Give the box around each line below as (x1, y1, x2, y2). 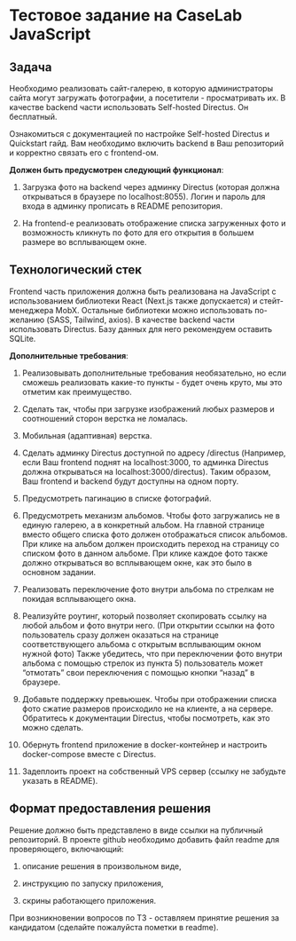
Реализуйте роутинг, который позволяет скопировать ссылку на (21, 610, 268, 621)
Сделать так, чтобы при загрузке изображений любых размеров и (21, 403, 275, 414)
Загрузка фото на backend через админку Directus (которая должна (21, 182, 281, 192)
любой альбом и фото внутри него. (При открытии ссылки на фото (21, 620, 275, 630)
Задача (9, 59, 52, 75)
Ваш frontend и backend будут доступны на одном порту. (21, 476, 239, 486)
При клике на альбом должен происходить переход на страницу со (21, 538, 280, 549)
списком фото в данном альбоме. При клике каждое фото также (21, 548, 269, 558)
